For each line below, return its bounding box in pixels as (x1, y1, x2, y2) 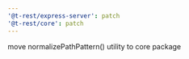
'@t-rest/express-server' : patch (7, 11, 120, 20)
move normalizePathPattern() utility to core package (7, 41, 182, 51)
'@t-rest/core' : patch (7, 19, 84, 27)
